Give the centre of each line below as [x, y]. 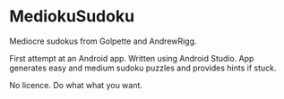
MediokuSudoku [72, 16]
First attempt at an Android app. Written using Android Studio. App [132, 58]
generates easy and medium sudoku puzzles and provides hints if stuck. [143, 68]
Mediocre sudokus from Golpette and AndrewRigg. [103, 41]
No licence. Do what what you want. [76, 85]
